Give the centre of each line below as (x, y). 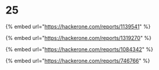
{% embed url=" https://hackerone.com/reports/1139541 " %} (78, 26)
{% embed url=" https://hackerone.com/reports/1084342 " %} (79, 49)
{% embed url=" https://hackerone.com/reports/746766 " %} (78, 61)
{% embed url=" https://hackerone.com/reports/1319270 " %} (79, 38)
